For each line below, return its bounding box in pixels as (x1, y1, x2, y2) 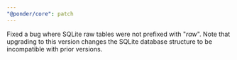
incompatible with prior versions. (6, 44, 103, 53)
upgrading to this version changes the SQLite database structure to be (6, 37, 213, 46)
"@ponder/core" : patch (6, 10, 74, 18)
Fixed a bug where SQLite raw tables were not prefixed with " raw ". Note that (6, 30, 231, 38)
